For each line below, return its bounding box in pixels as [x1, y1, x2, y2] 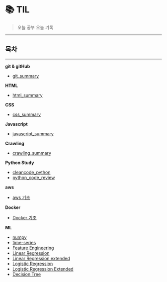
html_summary [12, 92, 43, 98]
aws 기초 [12, 194, 31, 200]
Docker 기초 [12, 214, 37, 220]
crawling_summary [12, 150, 51, 156]
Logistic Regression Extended [12, 266, 74, 272]
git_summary [12, 73, 39, 79]
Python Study [5, 160, 34, 166]
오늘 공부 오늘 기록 [17, 24, 54, 30]
